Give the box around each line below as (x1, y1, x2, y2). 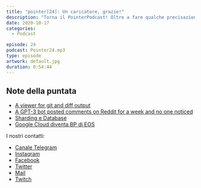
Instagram (14, 150, 40, 158)
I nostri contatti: (6, 132, 45, 140)
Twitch (14, 175, 32, 183)
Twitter (14, 163, 33, 170)
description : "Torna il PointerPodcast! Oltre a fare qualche (6, 14, 165, 20)
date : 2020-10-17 (6, 20, 50, 26)
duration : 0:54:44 (6, 64, 52, 70)
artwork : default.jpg (6, 58, 60, 64)
